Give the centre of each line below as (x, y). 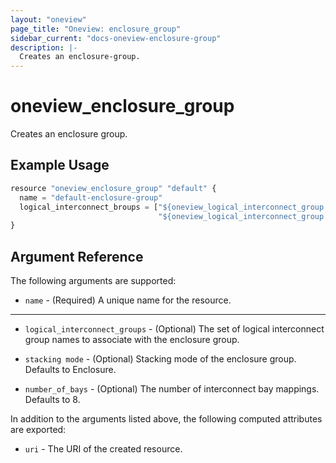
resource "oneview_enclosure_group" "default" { (113, 188)
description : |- (44, 47)
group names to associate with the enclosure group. (132, 340)
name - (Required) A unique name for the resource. (128, 300)
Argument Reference (77, 256)
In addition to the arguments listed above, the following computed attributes (166, 419)
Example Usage (60, 165)
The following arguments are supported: (93, 281)
